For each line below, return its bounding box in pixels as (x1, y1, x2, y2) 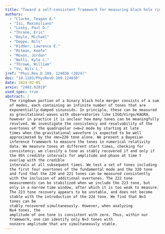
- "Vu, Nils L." (9, 67, 43, 72)
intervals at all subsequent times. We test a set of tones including (9, 162, 157, 167)
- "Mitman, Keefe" (9, 48, 48, 53)
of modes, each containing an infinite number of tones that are (9, 103, 146, 108)
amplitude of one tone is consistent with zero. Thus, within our (9, 212, 148, 217)
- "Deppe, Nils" (9, 39, 43, 44)
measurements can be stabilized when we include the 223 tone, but (9, 181, 151, 185)
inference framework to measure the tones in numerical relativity (9, 139, 151, 145)
